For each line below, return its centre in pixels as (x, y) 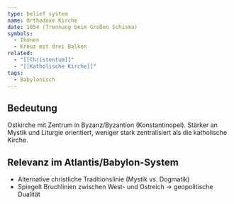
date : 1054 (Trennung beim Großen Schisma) (73, 27)
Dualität (29, 194)
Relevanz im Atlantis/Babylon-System (93, 162)
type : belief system (38, 14)
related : (20, 54)
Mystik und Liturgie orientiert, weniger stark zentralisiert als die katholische (117, 133)
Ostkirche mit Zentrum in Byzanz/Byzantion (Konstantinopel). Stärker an (113, 125)
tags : (15, 73)
